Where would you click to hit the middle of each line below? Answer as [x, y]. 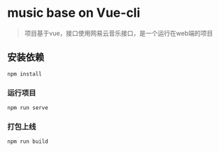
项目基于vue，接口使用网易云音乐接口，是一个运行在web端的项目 [119, 33]
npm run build [28, 141]
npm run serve [28, 108]
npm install [24, 74]
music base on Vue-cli [74, 13]
